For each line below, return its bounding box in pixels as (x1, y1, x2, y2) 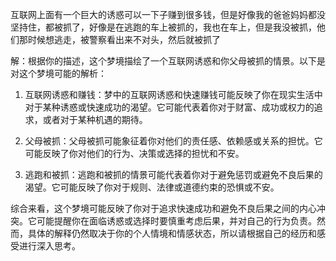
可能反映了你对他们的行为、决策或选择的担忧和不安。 (24, 148, 245, 159)
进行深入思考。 (18, 240, 81, 252)
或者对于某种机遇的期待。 (42, 114, 148, 125)
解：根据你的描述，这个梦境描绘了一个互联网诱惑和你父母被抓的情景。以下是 (10, 55, 326, 67)
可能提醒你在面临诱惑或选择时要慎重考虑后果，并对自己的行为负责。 (36, 215, 317, 227)
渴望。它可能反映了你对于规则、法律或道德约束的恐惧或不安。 (24, 181, 280, 193)
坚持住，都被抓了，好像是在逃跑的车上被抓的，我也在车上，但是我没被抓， (10, 21, 317, 33)
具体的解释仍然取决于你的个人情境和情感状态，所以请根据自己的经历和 (27, 228, 317, 239)
